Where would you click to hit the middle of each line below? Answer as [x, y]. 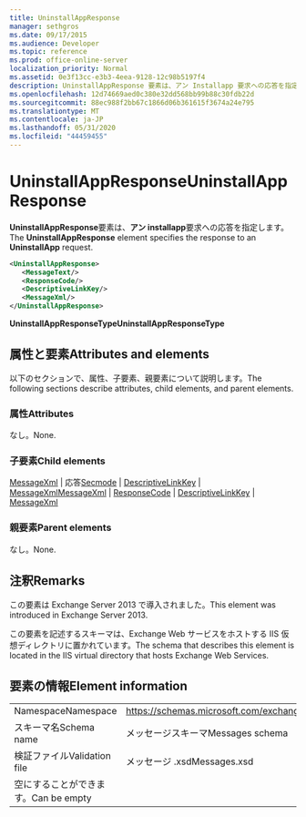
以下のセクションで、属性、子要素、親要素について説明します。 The [136, 378]
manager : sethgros [44, 26]
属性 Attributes [42, 414]
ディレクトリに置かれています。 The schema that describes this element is [156, 645]
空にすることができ [56, 784]
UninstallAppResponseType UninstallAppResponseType [117, 323]
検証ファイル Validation [62, 756]
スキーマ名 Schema [55, 728]
